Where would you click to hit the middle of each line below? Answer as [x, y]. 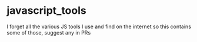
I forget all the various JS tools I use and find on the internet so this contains [99, 26]
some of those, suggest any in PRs [49, 32]
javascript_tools [47, 11]
